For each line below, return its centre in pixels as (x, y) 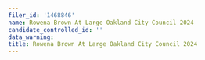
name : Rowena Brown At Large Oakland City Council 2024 (101, 23)
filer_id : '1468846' (42, 15)
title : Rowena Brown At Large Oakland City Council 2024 (103, 44)
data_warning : (31, 37)
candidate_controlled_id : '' (56, 30)
